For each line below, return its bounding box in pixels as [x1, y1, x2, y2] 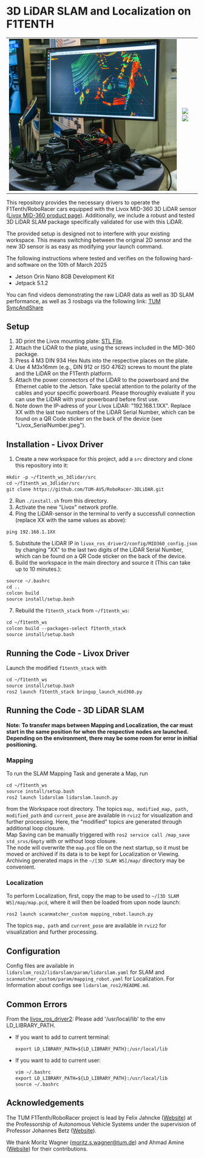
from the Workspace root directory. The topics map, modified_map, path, [6, 805, 189, 813]
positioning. [6, 740, 38, 748]
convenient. [6, 863, 36, 870]
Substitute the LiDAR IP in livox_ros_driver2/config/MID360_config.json [15, 540, 197, 547]
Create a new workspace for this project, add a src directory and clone [15, 455, 193, 463]
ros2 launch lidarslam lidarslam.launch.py [6, 794, 118, 801]
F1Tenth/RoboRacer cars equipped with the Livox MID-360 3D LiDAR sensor [6, 205, 197, 212]
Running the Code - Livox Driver [6, 648, 130, 658]
